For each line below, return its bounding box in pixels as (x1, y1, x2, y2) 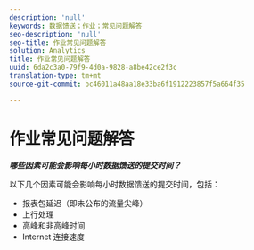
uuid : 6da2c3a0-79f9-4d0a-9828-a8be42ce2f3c (9, 63, 177, 72)
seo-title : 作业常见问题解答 (9, 37, 107, 47)
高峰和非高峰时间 (21, 220, 86, 230)
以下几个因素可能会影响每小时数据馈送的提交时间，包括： (9, 179, 220, 189)
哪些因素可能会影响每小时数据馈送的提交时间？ (9, 160, 181, 171)
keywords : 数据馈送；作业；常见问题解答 (9, 21, 143, 30)
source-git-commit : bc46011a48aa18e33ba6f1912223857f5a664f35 (9, 79, 245, 88)
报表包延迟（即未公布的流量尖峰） (21, 197, 148, 208)
